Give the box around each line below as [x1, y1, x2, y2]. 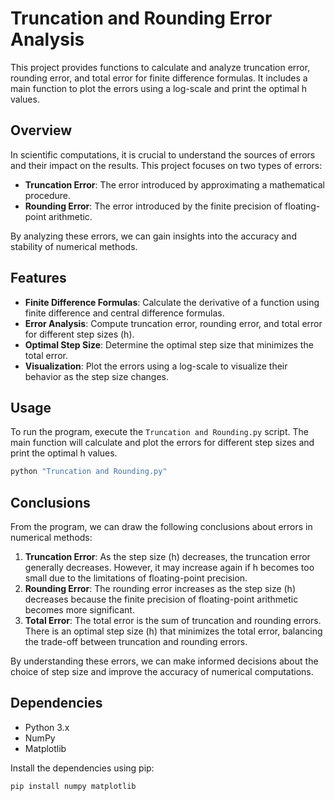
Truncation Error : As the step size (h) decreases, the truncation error [24, 551, 311, 563]
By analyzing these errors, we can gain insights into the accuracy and [10, 230, 297, 242]
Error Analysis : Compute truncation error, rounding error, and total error [24, 317, 323, 329]
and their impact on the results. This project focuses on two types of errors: [10, 159, 323, 171]
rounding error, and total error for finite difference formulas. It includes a [10, 72, 308, 84]
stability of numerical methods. [10, 240, 138, 252]
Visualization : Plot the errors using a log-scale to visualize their [24, 360, 288, 372]
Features [10, 270, 67, 287]
